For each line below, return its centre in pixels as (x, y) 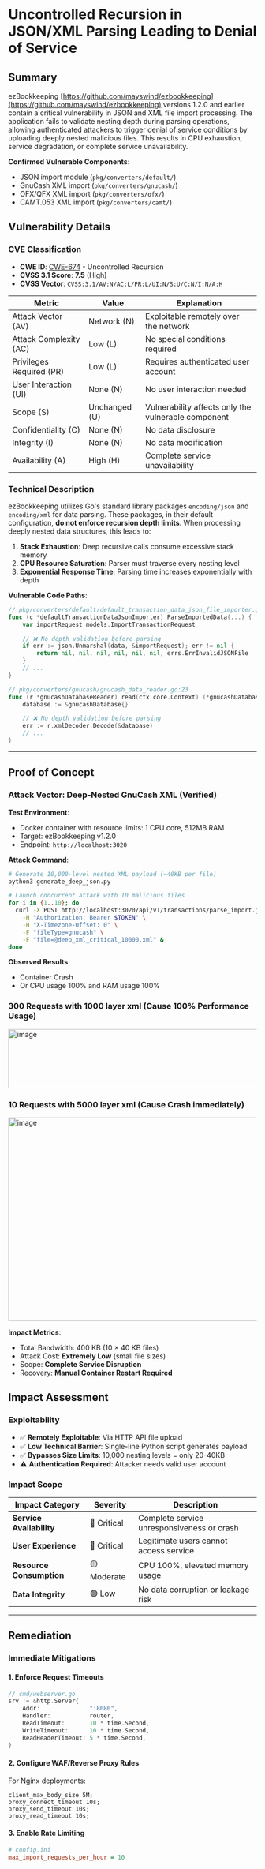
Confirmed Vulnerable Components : (69, 162)
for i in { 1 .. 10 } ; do (44, 903)
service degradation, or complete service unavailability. (98, 146)
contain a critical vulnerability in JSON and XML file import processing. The (130, 113)
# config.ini (30, 1850)
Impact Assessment (58, 1397)
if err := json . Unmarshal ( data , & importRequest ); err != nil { (129, 646)
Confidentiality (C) (46, 429)
